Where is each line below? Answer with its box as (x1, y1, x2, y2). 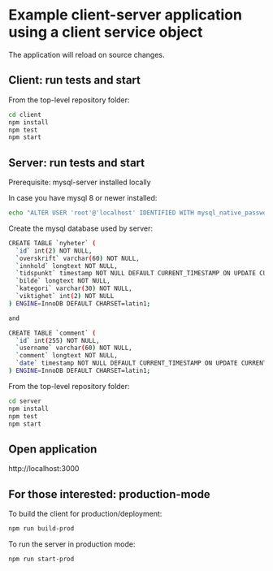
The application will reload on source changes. (8, 50, 165, 59)
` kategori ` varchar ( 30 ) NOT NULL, (15, 284, 132, 293)
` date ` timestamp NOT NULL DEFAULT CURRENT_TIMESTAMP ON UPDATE (15, 359, 238, 367)
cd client (8, 110, 42, 119)
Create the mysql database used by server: (8, 223, 153, 233)
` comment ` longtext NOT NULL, (15, 352, 118, 360)
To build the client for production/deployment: (8, 509, 162, 519)
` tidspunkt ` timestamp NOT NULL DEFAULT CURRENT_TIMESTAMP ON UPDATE (15, 270, 256, 278)
